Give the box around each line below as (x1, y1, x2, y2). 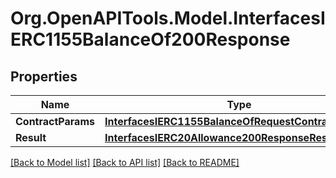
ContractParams (15, 115, 95, 128)
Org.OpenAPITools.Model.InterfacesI (10, 7, 326, 30)
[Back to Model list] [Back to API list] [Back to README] (10, 157, 240, 168)
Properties (10, 68, 78, 85)
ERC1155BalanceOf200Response (10, 28, 291, 51)
